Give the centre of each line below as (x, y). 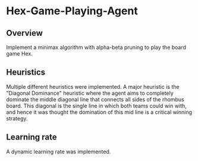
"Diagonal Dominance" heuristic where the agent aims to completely (90, 93)
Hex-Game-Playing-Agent (72, 11)
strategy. (17, 118)
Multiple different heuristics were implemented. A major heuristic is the (93, 86)
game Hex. (19, 54)
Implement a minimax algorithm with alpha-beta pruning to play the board (96, 47)
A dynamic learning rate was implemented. (59, 151)
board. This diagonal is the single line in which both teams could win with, (97, 106)
